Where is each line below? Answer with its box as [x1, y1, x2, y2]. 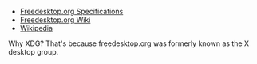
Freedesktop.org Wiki [19, 15, 91, 24]
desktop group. [8, 47, 59, 56]
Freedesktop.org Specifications [19, 7, 124, 16]
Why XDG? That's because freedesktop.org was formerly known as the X [8, 39, 250, 48]
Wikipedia [19, 24, 53, 32]
